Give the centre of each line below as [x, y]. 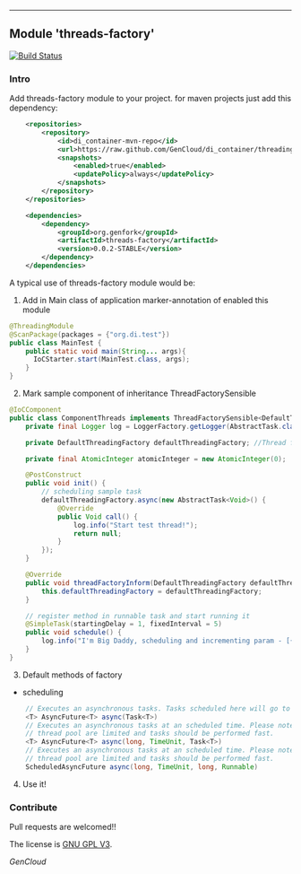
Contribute [34, 807]
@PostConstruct [54, 475]
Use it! [34, 784]
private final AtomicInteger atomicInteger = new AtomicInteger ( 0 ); [156, 459]
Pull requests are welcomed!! [63, 827]
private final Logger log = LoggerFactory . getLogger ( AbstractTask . [154, 426]
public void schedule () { [74, 633]
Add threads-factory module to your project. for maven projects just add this [150, 99]
